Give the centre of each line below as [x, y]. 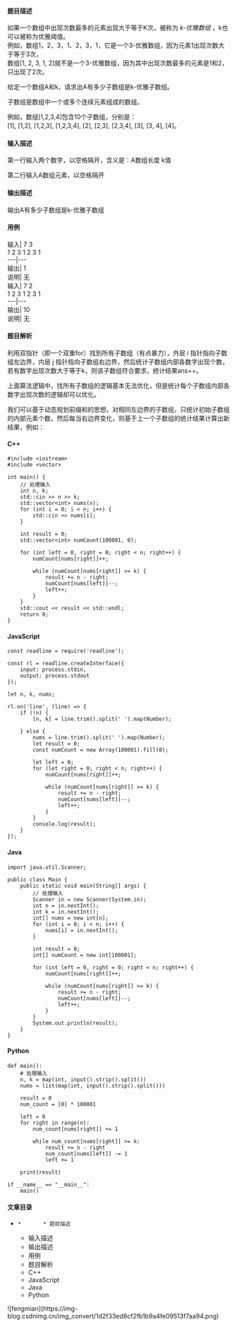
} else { [33, 732]
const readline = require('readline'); [66, 651]
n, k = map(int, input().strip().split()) [83, 1079]
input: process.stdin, [53, 670]
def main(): [25, 1066]
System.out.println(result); [75, 1023]
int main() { [26, 477]
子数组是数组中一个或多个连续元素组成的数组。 [75, 102]
